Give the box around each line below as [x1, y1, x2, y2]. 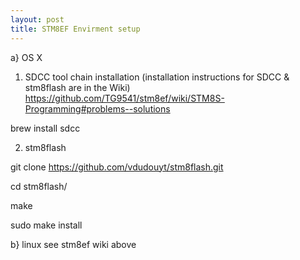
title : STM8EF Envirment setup [10, 24, 141, 34]
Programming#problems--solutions [24, 102, 171, 115]
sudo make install [10, 219, 83, 231]
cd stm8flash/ [10, 180, 68, 192]
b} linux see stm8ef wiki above [10, 238, 137, 250]
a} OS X [10, 51, 43, 63]
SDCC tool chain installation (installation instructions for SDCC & [24, 71, 290, 83]
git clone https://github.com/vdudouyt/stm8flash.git [10, 161, 224, 173]
